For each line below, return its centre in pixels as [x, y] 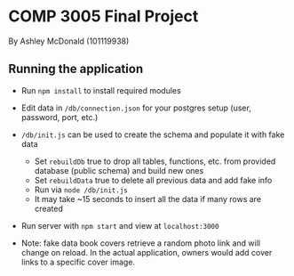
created [48, 208]
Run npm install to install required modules [101, 90]
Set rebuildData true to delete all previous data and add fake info [153, 180]
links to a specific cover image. [78, 262]
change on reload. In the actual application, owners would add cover [147, 252]
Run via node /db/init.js [81, 190]
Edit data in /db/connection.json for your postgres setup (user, [136, 108]
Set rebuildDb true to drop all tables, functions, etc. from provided [155, 161]
